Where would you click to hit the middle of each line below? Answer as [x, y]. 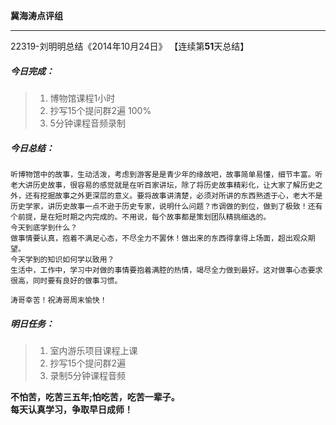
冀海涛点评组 [36, 15]
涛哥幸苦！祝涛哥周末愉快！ [59, 300]
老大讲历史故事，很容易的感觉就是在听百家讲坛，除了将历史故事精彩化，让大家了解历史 [163, 185]
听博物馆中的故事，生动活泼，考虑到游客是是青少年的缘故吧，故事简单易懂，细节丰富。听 [166, 174]
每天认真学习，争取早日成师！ [71, 409]
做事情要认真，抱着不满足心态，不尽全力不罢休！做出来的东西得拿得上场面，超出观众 [159, 238]
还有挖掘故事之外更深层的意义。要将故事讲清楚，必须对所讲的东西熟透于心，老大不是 [173, 195]
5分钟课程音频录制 [87, 123]
